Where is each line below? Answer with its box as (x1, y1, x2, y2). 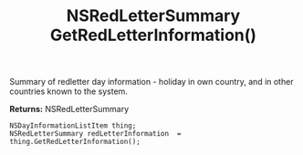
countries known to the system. (9, 86, 128, 97)
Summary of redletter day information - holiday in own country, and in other (9, 77, 294, 88)
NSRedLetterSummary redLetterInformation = (9, 129, 182, 139)
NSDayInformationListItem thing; (9, 121, 137, 130)
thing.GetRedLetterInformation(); (9, 138, 141, 147)
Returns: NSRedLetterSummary (9, 104, 130, 115)
